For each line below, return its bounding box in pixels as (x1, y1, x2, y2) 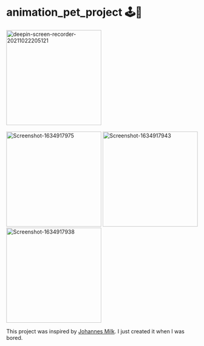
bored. (6, 334, 23, 341)
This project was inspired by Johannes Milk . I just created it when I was (6, 327, 185, 335)
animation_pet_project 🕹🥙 (6, 5, 143, 19)
